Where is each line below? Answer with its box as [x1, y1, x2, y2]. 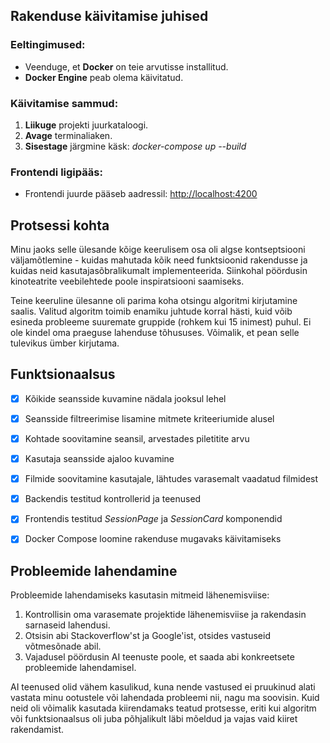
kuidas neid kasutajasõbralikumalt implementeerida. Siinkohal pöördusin [10, 265, 308, 277]
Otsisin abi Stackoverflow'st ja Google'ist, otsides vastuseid [24, 630, 271, 642]
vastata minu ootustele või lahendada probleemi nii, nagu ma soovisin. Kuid [10, 692, 320, 704]
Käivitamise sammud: [10, 96, 119, 110]
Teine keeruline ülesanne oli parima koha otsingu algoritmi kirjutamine [10, 295, 298, 307]
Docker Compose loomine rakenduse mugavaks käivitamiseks [24, 533, 282, 545]
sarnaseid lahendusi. [24, 619, 111, 631]
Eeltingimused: [10, 38, 86, 52]
